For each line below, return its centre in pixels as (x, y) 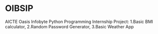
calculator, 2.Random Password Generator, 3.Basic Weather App (70, 26)
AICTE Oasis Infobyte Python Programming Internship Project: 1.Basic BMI (79, 22)
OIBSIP (19, 8)
